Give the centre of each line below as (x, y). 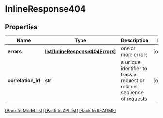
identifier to (134, 68)
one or (128, 48)
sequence (132, 93)
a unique (130, 62)
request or (132, 81)
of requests (134, 99)
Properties (21, 27)
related (129, 87)
